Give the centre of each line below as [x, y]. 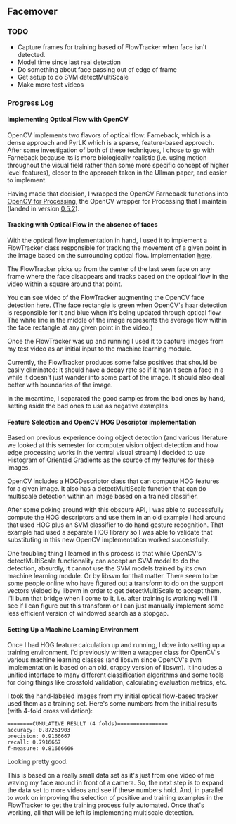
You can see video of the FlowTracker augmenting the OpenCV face [106, 298]
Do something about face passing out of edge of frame [97, 69]
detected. [31, 54]
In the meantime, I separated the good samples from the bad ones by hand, [116, 399]
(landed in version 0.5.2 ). [43, 208]
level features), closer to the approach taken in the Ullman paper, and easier [117, 173]
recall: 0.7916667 [34, 742]
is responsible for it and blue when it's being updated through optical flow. [115, 313]
